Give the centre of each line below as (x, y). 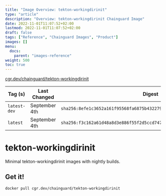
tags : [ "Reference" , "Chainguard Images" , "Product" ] (62, 38)
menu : (11, 46)
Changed (43, 97)
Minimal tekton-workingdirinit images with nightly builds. (63, 161)
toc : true (15, 65)
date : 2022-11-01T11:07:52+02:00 (40, 23)
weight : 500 (17, 60)
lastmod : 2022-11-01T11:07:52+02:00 (43, 28)
